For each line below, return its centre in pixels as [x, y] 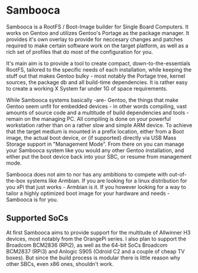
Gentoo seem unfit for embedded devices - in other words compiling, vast [97, 106]
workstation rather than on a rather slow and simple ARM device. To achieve [99, 125]
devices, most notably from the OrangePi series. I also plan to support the [96, 239]
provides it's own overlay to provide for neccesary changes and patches [95, 39]
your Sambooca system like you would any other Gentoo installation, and [95, 150]
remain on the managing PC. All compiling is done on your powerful [88, 118]
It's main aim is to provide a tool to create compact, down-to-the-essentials [98, 63]
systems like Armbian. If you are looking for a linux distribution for [107, 181]
